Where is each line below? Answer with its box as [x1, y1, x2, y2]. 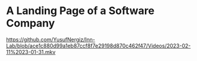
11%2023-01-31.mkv [6, 48, 56, 55]
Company [6, 16, 55, 30]
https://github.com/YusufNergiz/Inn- [6, 36, 96, 43]
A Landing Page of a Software [6, 4, 155, 18]
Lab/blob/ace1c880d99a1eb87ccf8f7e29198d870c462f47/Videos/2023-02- [6, 42, 191, 49]
